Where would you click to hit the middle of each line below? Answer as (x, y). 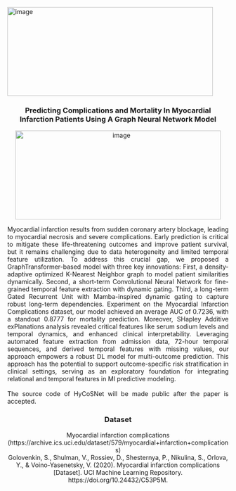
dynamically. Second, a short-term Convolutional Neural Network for (110, 282)
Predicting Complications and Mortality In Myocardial (118, 110)
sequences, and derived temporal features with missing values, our (118, 349)
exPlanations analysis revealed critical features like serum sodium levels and (118, 326)
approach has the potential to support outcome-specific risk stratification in (118, 364)
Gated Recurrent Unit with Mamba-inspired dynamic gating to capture (118, 297)
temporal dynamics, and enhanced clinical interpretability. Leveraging (118, 334)
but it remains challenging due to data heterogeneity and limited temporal (118, 252)
